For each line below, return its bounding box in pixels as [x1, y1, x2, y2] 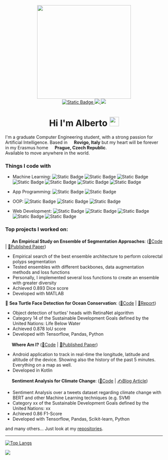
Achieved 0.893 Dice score [12, 285, 68, 291]
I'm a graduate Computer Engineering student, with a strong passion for [5, 134, 153, 140]
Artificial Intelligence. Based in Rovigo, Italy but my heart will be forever [5, 139, 158, 145]
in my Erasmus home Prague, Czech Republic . [5, 144, 107, 150]
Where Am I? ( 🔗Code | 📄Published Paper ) [11, 342, 98, 348]
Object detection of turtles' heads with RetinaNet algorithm [12, 310, 134, 316]
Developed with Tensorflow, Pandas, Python [12, 331, 104, 337]
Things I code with [5, 162, 51, 169]
